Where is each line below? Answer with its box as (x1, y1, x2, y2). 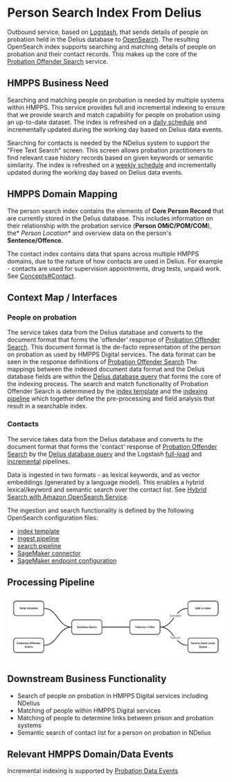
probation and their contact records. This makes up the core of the (7, 50, 197, 58)
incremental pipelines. (7, 457, 71, 465)
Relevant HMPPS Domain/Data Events (7, 748, 174, 760)
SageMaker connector (17, 549, 81, 557)
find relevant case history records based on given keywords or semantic (7, 153, 213, 162)
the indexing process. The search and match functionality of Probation (7, 380, 209, 388)
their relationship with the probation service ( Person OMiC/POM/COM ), (7, 221, 213, 229)
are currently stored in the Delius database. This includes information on (7, 214, 213, 223)
